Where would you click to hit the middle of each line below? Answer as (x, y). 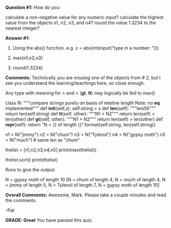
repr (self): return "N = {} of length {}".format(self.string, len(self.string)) (80, 124)
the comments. (21, 200)
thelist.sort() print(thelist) (32, 160)
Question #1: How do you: (33, 7)
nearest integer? (22, 28)
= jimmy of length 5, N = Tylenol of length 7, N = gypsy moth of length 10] (82, 185)
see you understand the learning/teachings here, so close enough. (75, 83)
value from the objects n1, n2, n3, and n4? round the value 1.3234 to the (81, 23)
